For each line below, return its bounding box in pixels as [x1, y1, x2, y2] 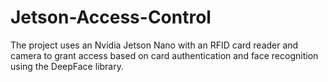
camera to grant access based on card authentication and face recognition [10, 49, 319, 61]
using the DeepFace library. [10, 60, 124, 72]
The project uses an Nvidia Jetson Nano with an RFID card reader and [10, 39, 299, 51]
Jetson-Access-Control [10, 6, 212, 29]
